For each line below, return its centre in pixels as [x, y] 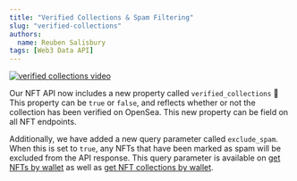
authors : [25, 34]
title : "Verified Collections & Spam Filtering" [102, 17]
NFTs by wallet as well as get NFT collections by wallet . [111, 168]
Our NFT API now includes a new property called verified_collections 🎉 [144, 94]
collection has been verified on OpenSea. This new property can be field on [149, 112]
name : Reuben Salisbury [61, 42]
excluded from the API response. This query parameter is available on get [145, 158]
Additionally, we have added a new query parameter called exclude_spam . [144, 139]
